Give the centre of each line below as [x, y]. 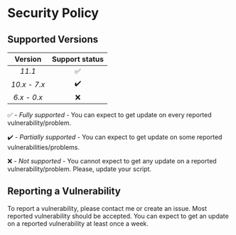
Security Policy [53, 13]
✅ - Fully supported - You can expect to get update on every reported [109, 115]
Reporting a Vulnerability [64, 191]
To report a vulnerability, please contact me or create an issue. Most [107, 208]
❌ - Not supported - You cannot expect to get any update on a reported [112, 161]
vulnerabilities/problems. [44, 147]
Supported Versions [53, 39]
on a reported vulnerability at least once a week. [78, 223]
